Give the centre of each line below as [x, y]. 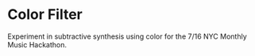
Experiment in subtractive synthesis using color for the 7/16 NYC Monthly [127, 36]
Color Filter [45, 15]
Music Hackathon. [37, 44]
